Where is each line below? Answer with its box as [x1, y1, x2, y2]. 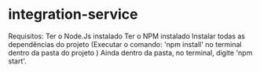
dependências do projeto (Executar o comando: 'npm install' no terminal [8, 39, 242, 49]
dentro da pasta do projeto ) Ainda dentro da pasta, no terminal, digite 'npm [8, 48, 253, 57]
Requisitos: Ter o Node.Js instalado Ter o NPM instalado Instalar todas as [8, 31, 246, 41]
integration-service [8, 5, 138, 23]
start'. [8, 56, 27, 66]
